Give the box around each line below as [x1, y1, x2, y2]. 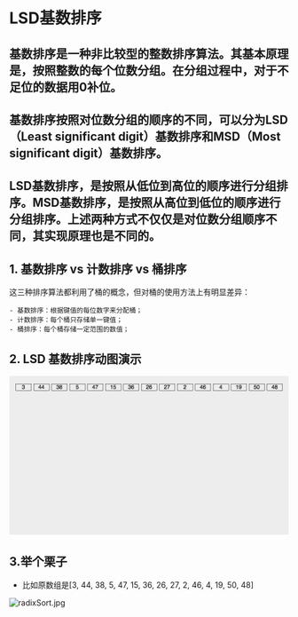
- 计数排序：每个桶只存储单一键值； [9, 316, 123, 325]
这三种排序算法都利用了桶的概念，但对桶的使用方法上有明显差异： [9, 287, 250, 297]
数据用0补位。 [43, 79, 122, 94]
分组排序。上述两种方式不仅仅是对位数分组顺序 [9, 212, 266, 227]
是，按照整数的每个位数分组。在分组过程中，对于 [9, 63, 278, 78]
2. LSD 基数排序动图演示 [9, 352, 142, 367]
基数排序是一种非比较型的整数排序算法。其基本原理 [9, 46, 289, 61]
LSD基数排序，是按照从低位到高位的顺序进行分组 [9, 178, 277, 194]
